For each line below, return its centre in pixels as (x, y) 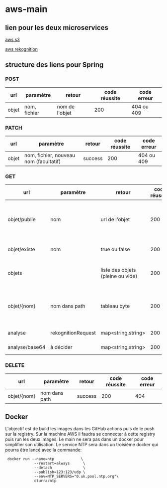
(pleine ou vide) (119, 276)
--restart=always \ (60, 464)
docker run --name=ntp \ (45, 459)
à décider (61, 347)
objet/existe (22, 249)
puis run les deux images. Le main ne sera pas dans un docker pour (75, 439)
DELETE (15, 365)
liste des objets (118, 270)
